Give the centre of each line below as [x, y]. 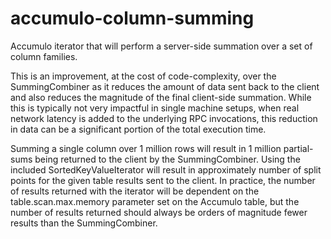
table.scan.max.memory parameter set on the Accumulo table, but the [155, 201]
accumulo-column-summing [132, 18]
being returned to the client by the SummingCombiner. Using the [167, 159]
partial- [298, 148]
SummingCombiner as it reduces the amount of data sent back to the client [165, 86]
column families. [44, 56]
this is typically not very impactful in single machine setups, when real [155, 108]
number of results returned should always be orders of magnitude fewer [159, 212]
